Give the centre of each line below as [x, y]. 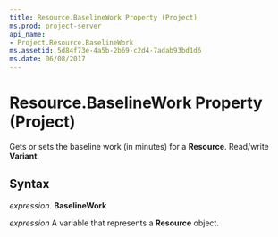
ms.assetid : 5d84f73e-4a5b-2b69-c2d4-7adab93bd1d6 [105, 51]
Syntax [29, 184]
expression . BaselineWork [58, 205]
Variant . [25, 156]
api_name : [28, 34]
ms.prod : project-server [55, 26]
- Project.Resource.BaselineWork [72, 42]
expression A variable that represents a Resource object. [114, 223]
